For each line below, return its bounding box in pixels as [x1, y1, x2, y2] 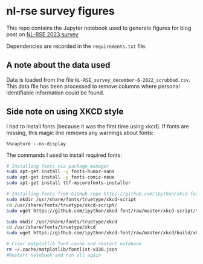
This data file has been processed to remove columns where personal [6, 82, 180, 90]
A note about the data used [6, 60, 111, 70]
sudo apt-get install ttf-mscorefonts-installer [6, 180, 131, 186]
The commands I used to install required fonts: [6, 151, 122, 159]
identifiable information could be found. [6, 89, 105, 96]
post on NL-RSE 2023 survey [6, 30, 79, 38]
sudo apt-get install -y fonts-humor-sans [6, 168, 115, 175]
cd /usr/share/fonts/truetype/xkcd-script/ [6, 202, 118, 208]
